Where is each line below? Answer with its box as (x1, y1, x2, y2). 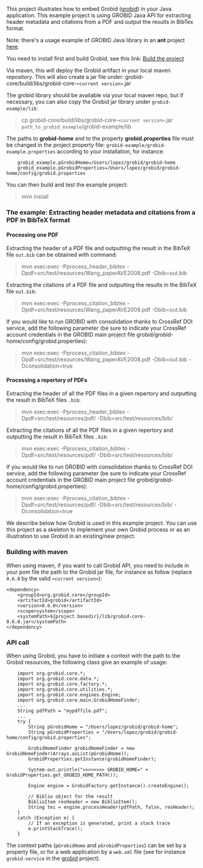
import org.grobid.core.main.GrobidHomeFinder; (17, 697, 140, 703)
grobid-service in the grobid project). (6, 855, 101, 862)
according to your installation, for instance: (57, 148, 165, 155)
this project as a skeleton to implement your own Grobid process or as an (6, 526, 190, 533)
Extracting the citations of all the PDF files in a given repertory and (6, 426, 173, 434)
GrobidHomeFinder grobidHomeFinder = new (28, 745, 135, 751)
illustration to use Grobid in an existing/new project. (6, 532, 136, 540)
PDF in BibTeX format (6, 215, 70, 224)
